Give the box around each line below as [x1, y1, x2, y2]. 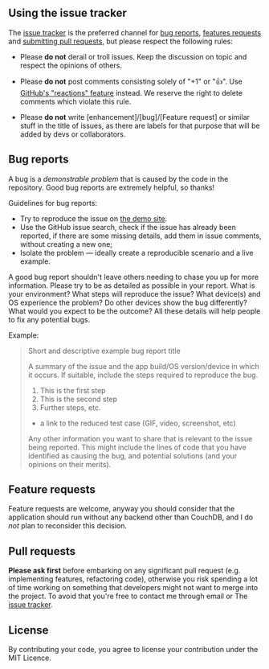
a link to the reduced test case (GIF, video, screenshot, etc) [39, 418, 237, 428]
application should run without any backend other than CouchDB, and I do [8, 512, 254, 522]
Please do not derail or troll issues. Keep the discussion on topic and [19, 51, 247, 61]
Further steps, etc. [39, 402, 101, 412]
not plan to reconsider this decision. [8, 521, 127, 531]
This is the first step [39, 385, 106, 395]
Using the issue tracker [8, 6, 127, 20]
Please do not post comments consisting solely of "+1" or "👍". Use [19, 76, 243, 86]
